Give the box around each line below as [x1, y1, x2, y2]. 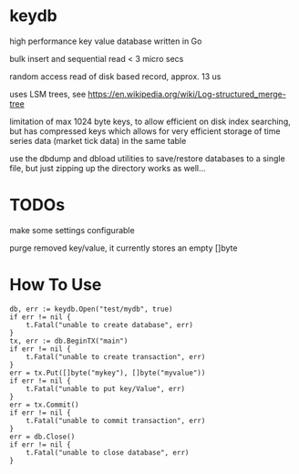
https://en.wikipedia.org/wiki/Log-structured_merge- [88, 88, 287, 99]
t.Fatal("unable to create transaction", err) [26, 352, 206, 361]
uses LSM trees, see [9, 88, 87, 99]
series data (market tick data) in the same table [9, 135, 187, 146]
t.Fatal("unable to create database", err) [26, 320, 194, 329]
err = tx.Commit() [9, 400, 79, 409]
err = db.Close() [9, 432, 76, 441]
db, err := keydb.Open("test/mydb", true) [9, 304, 173, 314]
